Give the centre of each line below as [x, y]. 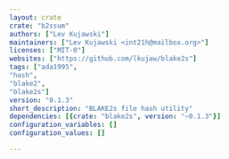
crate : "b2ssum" [39, 26]
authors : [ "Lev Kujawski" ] [59, 34]
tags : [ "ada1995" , [43, 68]
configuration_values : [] [57, 133]
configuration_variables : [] [63, 125]
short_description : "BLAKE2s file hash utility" [101, 108]
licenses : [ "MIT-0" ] [48, 51]
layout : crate [36, 17]
